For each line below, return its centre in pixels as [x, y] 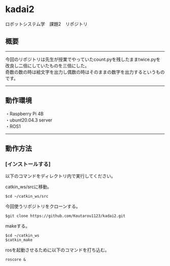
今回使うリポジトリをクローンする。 [43, 206]
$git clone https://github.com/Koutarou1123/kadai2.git [65, 216]
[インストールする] [28, 164]
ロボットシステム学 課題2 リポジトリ [47, 24]
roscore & [16, 260]
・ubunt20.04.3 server [29, 120]
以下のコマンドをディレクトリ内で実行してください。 [60, 176]
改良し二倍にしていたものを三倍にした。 [47, 65]
